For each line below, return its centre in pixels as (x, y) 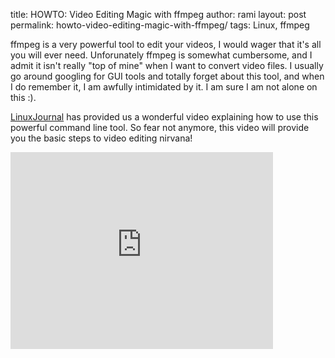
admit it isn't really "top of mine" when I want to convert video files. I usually (167, 65)
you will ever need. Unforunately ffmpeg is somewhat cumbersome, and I (161, 55)
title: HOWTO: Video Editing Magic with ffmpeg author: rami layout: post (158, 14)
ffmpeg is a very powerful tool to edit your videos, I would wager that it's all (166, 44)
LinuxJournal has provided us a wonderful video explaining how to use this (164, 117)
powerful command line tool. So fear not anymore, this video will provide (160, 127)
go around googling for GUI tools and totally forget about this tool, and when (167, 76)
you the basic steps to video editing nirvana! (101, 138)
